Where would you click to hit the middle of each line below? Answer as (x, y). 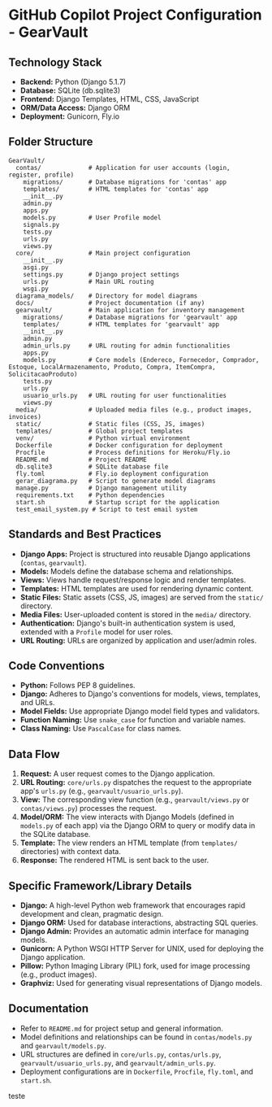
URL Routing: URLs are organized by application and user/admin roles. (138, 640)
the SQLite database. (55, 835)
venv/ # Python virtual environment (103, 438)
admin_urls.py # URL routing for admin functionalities (127, 346)
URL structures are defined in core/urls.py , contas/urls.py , (121, 1054)
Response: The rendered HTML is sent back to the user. (114, 861)
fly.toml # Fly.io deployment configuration (112, 473)
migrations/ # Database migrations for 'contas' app (125, 182)
